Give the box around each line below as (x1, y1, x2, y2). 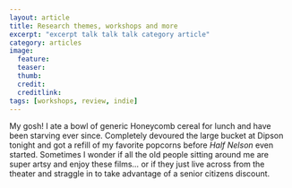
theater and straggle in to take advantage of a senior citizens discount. (9, 168, 271, 179)
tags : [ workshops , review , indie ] (9, 96, 139, 106)
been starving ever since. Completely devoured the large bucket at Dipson (9, 131, 284, 141)
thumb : (17, 72, 42, 81)
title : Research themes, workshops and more (9, 21, 178, 30)
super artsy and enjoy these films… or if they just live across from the (9, 158, 265, 170)
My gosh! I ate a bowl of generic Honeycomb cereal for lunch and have (9, 121, 271, 132)
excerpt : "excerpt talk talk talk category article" (9, 30, 210, 38)
